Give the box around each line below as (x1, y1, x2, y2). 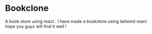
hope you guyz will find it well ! (5, 23, 67, 29)
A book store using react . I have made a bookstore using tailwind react (5, 18, 147, 24)
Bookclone (5, 3, 49, 14)
